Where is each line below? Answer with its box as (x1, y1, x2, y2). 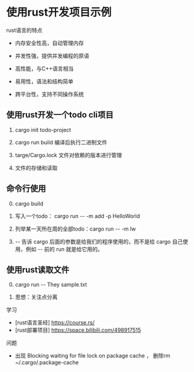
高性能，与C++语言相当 (14, 64, 74, 72)
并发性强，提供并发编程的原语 (14, 52, 89, 59)
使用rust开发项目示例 (6, 5, 111, 19)
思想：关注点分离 (14, 293, 58, 301)
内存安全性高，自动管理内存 (14, 39, 84, 46)
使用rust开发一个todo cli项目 (6, 110, 114, 120)
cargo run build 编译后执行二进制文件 (14, 138, 107, 146)
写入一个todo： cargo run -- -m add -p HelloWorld (14, 212, 140, 220)
